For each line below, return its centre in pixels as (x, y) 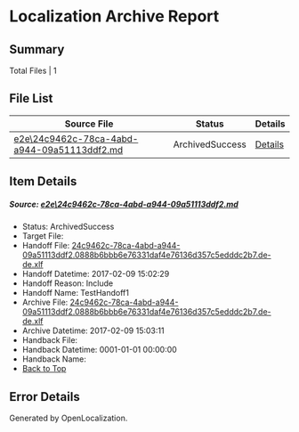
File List (31, 98)
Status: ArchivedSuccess (68, 227)
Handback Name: (54, 359)
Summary (37, 49)
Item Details (43, 181)
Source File (89, 124)
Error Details (44, 397)
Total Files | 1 (33, 70)
